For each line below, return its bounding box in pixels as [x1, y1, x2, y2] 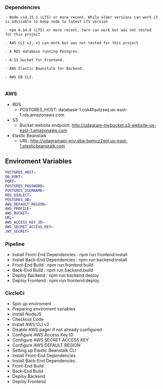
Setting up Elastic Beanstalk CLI [12, 348, 77, 353]
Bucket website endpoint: [19, 122, 71, 128]
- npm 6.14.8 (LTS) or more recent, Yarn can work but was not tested [5, 28, 152, 33]
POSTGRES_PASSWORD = [5, 184, 45, 189]
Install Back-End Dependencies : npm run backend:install [12, 257, 127, 263]
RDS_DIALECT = [5, 192, 32, 198]
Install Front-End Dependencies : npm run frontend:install [12, 251, 128, 257]
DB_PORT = [5, 175, 23, 180]
